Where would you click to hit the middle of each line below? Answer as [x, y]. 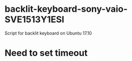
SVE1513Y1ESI [34, 19]
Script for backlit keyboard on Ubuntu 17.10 [48, 33]
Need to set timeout [46, 53]
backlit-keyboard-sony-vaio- [66, 9]
